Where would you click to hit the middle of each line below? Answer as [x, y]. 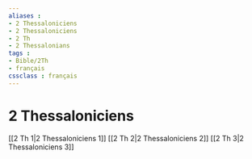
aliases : [25, 16]
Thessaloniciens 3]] [41, 147]
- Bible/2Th [28, 61]
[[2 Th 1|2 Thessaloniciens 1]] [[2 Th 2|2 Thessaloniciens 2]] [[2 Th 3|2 [126, 138]
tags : [19, 53]
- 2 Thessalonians [39, 46]
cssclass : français [43, 76]
